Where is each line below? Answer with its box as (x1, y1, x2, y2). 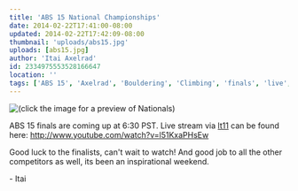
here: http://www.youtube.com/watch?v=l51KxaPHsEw (9, 129, 209, 140)
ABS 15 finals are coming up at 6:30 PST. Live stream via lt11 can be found (9, 120, 279, 131)
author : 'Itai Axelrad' (9, 54, 98, 63)
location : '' (9, 71, 58, 80)
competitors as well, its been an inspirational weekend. (9, 156, 210, 166)
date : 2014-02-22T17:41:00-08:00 (9, 21, 133, 30)
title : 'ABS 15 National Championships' (9, 12, 161, 22)
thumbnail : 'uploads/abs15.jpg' (9, 37, 129, 47)
